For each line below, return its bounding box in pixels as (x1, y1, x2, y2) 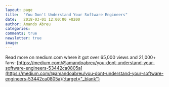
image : (5, 40, 19, 46)
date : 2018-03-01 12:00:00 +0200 (5, 17, 80, 22)
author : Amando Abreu (5, 21, 51, 27)
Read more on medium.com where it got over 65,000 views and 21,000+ (5, 54, 156, 60)
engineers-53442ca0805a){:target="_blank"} (5, 75, 100, 81)
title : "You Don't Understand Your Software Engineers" (5, 12, 128, 17)
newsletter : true (5, 36, 42, 41)
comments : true (5, 31, 37, 36)
